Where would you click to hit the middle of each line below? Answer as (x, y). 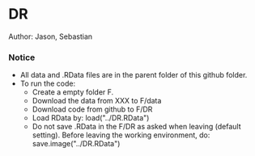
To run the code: (47, 84)
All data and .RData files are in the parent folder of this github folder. (134, 75)
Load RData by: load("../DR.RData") (91, 118)
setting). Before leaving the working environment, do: (121, 135)
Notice (22, 57)
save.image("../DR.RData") (76, 144)
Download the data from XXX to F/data (97, 101)
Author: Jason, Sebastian (51, 36)
